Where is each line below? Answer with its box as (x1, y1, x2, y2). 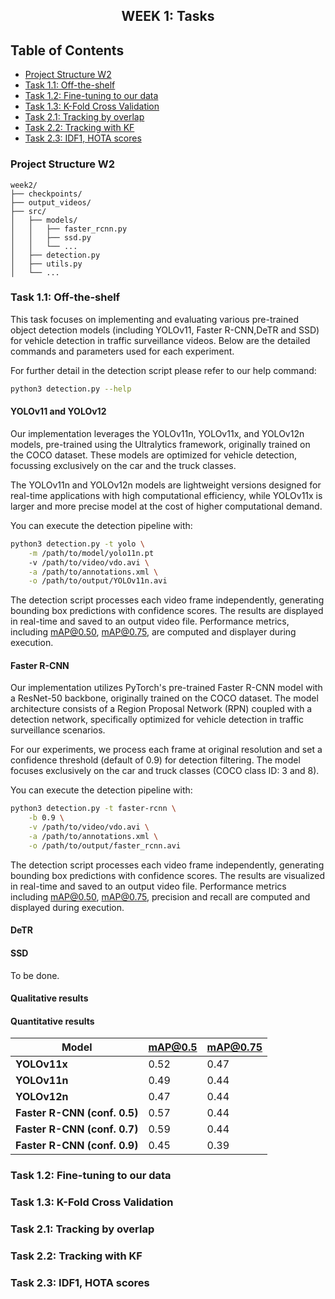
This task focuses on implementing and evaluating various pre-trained (10, 313, 299, 325)
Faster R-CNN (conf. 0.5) (15, 1106, 139, 1120)
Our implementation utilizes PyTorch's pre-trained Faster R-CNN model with (10, 682, 323, 694)
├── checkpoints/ (10, 189, 83, 199)
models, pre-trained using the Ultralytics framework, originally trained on (10, 438, 311, 450)
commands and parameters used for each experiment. (10, 345, 235, 357)
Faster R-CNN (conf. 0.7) (15, 1122, 139, 1136)
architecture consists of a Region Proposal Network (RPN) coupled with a (10, 703, 313, 715)
